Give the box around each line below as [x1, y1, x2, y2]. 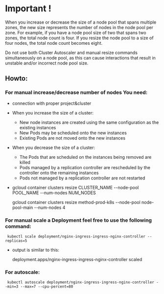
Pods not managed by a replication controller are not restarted [19, 175, 145, 181]
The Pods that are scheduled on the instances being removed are [19, 154, 152, 160]
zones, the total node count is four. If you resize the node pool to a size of [5, 35, 154, 41]
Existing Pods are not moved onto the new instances [19, 135, 126, 141]
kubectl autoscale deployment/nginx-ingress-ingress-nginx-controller [7, 280, 154, 285]
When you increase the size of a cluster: [12, 110, 94, 116]
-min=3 [5, 284, 19, 289]
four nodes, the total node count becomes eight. [5, 40, 103, 46]
